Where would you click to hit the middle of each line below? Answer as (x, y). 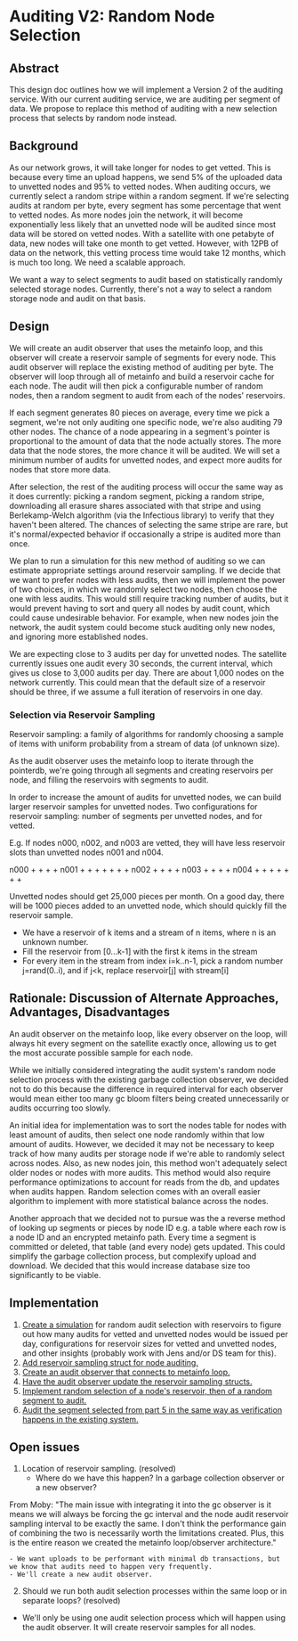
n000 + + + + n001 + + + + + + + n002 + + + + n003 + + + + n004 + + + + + (149, 869)
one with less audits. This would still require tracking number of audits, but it (149, 598)
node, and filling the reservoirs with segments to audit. (109, 779)
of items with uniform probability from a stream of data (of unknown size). (145, 743)
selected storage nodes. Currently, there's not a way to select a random (141, 289)
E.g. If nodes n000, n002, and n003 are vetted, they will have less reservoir (147, 842)
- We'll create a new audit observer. (81, 1575)
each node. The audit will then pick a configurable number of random (137, 386)
